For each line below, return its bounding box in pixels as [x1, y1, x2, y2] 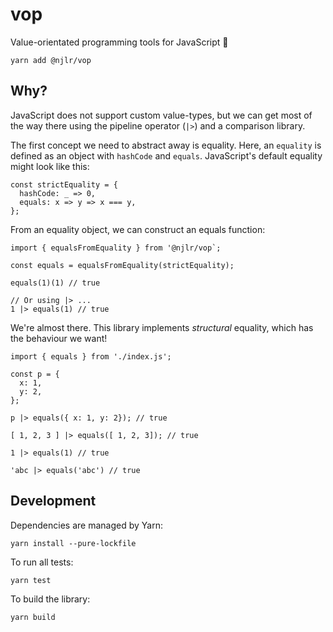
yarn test [10, 575, 52, 585]
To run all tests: [10, 556, 74, 568]
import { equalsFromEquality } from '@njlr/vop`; [10, 243, 222, 253]
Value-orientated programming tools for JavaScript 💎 [10, 36, 229, 48]
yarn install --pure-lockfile [10, 538, 137, 548]
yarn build [10, 612, 56, 622]
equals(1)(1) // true [10, 278, 101, 288]
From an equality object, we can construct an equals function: [10, 223, 266, 235]
